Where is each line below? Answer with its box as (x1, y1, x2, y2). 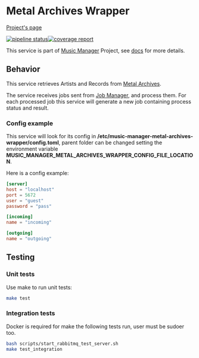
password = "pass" (6, 203, 52, 209)
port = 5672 (6, 192, 36, 198)
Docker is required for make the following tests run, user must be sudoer (6, 323, 185, 330)
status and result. (6, 104, 49, 111)
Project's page (6, 24, 42, 31)
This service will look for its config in (6, 133, 97, 140)
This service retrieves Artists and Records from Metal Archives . (6, 80, 162, 87)
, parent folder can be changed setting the (58, 139, 163, 147)
